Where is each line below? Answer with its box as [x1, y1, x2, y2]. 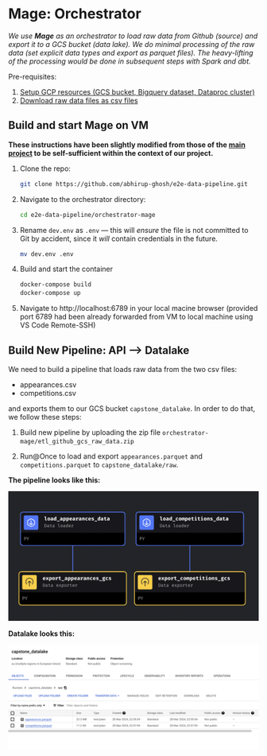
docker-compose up [19, 289, 81, 297]
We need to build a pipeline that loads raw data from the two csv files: [8, 364, 238, 374]
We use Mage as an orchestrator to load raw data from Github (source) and [8, 31, 258, 41]
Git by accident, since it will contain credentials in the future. [19, 234, 219, 243]
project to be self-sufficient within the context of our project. [8, 148, 214, 157]
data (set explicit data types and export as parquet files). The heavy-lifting [8, 48, 253, 57]
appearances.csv [19, 379, 77, 390]
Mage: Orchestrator [8, 5, 141, 23]
